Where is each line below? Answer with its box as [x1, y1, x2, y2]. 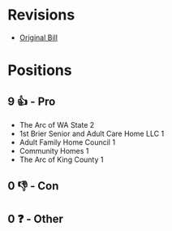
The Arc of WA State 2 [19, 120, 95, 129]
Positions [7, 61, 72, 80]
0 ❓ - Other [7, 211, 64, 225]
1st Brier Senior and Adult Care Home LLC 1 [19, 129, 165, 138]
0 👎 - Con [7, 179, 59, 193]
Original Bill [19, 33, 58, 42]
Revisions [7, 6, 75, 24]
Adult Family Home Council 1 [19, 137, 115, 147]
